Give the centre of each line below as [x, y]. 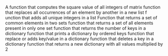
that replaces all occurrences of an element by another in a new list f [76, 12]
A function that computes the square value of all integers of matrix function [83, 7]
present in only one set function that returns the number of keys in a [76, 28]
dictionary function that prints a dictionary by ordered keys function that [80, 33]
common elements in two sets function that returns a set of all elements [79, 23]
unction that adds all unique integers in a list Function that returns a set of [81, 18]
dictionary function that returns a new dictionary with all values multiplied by [84, 44]
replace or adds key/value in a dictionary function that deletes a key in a [79, 39]
